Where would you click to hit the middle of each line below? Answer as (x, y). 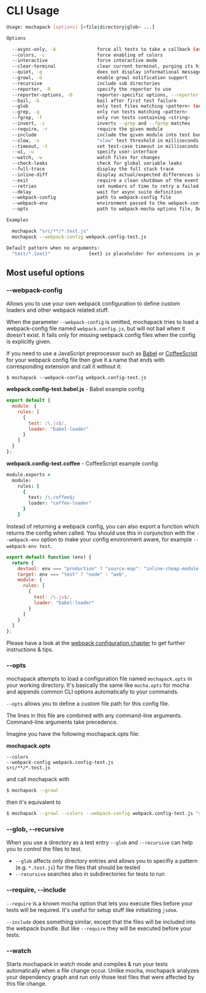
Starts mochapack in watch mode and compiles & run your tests (87, 964)
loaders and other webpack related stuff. (58, 310)
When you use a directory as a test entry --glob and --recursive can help (100, 843)
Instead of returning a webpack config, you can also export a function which (103, 526)
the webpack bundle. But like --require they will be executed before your (99, 928)
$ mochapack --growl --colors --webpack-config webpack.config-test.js (100, 814)
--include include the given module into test (101, 135)
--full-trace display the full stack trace (93, 169)
